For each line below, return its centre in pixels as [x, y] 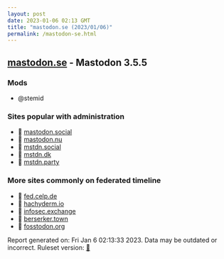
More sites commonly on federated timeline [84, 180]
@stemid [31, 98]
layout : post [27, 14]
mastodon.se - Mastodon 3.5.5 [78, 62]
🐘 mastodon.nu [40, 140]
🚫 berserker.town [43, 219]
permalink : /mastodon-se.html [52, 34]
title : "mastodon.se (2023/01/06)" [60, 27]
